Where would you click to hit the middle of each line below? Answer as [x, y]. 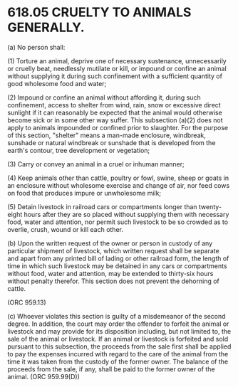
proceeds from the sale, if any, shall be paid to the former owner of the [111, 369]
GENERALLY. [46, 27]
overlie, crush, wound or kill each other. [65, 229]
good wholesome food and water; [57, 83]
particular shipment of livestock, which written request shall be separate [113, 250]
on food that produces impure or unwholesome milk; [84, 193]
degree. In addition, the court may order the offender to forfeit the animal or [118, 324]
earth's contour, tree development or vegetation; [79, 150]
